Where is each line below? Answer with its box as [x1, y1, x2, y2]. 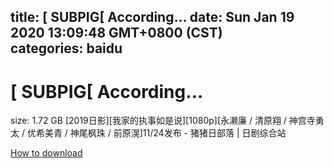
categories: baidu [10, 40, 123, 57]
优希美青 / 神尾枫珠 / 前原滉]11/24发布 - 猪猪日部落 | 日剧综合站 [26, 127, 287, 139]
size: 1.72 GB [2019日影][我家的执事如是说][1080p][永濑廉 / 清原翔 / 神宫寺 [10, 115, 316, 127]
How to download [10, 147, 83, 159]
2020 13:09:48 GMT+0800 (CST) [10, 25, 223, 42]
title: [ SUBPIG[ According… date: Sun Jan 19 [10, 9, 295, 26]
